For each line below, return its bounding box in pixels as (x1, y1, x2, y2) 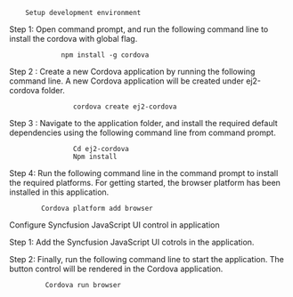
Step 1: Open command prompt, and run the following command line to (9, 24, 269, 35)
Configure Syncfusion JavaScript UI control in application (9, 220, 220, 230)
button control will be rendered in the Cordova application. (9, 263, 224, 274)
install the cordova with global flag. (9, 34, 138, 44)
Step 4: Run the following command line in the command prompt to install (9, 168, 279, 178)
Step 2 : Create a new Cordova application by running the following (9, 67, 256, 76)
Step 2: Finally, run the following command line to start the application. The (9, 254, 285, 264)
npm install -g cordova (61, 51, 150, 60)
